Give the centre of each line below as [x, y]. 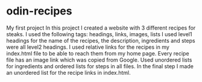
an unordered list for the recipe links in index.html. [68, 72]
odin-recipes [39, 11]
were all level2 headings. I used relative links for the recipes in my [88, 47]
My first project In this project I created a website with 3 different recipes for [101, 28]
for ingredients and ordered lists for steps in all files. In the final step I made [100, 66]
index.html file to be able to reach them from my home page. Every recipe [98, 53]
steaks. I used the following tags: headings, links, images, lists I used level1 [99, 34]
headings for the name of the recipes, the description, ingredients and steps [101, 40]
